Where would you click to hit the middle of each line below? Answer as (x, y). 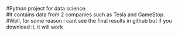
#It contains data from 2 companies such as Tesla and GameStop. (85, 15)
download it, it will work (35, 27)
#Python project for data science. (47, 8)
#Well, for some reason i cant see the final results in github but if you (89, 21)
